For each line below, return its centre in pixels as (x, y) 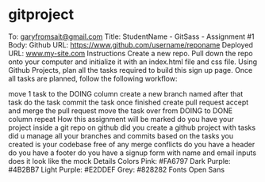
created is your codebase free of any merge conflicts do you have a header (132, 144)
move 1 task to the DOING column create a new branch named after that (126, 93)
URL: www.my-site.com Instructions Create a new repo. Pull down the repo (131, 53)
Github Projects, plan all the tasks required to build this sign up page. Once (131, 70)
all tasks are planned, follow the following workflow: (93, 78)
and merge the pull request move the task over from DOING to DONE (120, 110)
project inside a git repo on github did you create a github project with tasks (132, 127)
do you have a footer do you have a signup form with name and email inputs (132, 153)
